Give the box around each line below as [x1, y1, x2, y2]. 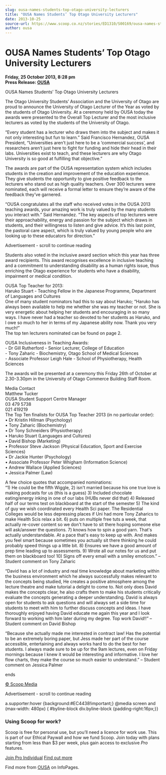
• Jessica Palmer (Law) [5, 470, 53, 476]
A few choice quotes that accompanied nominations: [5, 479, 113, 485]
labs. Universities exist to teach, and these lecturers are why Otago [5, 150, 142, 156]
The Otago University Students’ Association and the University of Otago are [5, 99, 159, 105]
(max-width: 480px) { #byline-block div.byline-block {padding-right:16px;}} [5, 706, 159, 712]
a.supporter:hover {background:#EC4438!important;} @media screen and [5, 701, 156, 707]
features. [5, 745, 24, 751]
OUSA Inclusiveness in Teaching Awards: [5, 340, 89, 346]
